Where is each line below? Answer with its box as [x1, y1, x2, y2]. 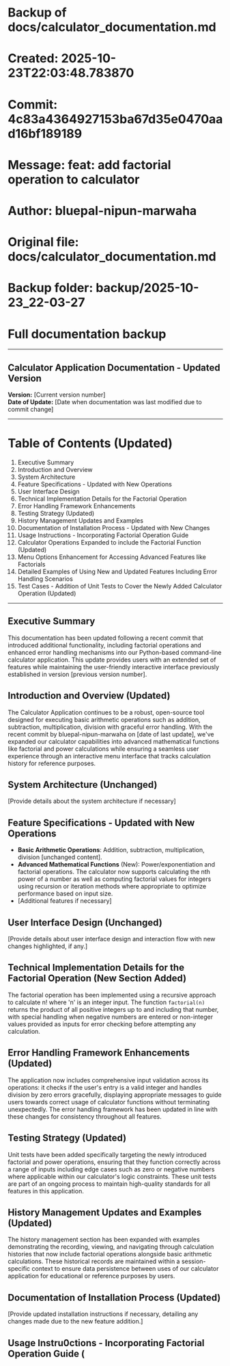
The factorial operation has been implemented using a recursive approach [8, 991, 216, 999]
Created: [8, 51, 59, 66]
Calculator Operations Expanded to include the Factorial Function [17, 538, 201, 546]
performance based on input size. [17, 889, 113, 898]
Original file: [8, 234, 79, 250]
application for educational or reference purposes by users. [8, 1272, 175, 1280]
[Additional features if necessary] [17, 897, 112, 905]
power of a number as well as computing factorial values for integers [17, 875, 212, 883]
